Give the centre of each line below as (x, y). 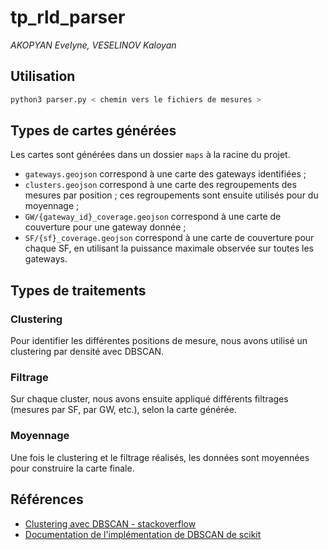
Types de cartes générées (93, 131)
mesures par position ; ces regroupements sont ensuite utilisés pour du (171, 195)
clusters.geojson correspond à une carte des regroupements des (160, 185)
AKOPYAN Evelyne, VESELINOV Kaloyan (93, 45)
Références (47, 499)
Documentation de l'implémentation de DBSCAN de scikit (143, 534)
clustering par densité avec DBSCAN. (87, 352)
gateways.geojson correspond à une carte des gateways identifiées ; (165, 174)
